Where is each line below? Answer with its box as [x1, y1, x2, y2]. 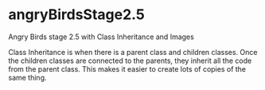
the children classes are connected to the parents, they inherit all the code [8, 56, 252, 65]
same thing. [8, 72, 47, 82]
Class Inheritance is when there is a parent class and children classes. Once [8, 47, 258, 57]
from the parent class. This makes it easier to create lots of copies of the [8, 64, 247, 73]
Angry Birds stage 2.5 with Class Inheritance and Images [8, 32, 195, 41]
